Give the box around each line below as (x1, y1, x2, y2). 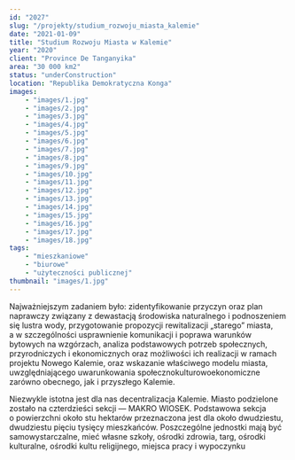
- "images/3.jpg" (25, 112, 89, 121)
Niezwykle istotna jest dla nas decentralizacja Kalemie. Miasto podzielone (9, 394, 279, 404)
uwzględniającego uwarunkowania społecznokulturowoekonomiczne (9, 367, 261, 378)
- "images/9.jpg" (25, 161, 89, 170)
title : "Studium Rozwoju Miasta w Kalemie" (9, 37, 173, 47)
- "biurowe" (25, 261, 69, 269)
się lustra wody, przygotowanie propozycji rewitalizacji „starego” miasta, (9, 320, 274, 331)
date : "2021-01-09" (9, 29, 82, 38)
